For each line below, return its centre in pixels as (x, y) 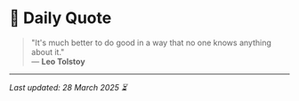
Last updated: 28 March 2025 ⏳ (68, 87)
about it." (48, 51)
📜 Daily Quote (61, 18)
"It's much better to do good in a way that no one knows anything (151, 43)
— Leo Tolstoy (58, 61)
